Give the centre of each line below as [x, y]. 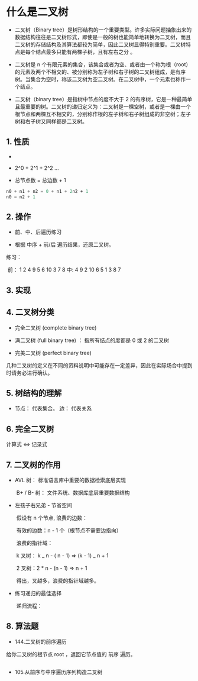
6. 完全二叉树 [30, 429]
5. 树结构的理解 [34, 393]
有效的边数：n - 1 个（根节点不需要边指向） [69, 530]
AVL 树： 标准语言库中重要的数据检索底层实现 [70, 480]
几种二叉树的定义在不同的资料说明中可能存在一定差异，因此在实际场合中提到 [99, 365]
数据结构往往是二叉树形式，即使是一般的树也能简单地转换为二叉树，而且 [103, 37]
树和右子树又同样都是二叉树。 [51, 121]
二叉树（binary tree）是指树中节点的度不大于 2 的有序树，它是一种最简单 [103, 99]
